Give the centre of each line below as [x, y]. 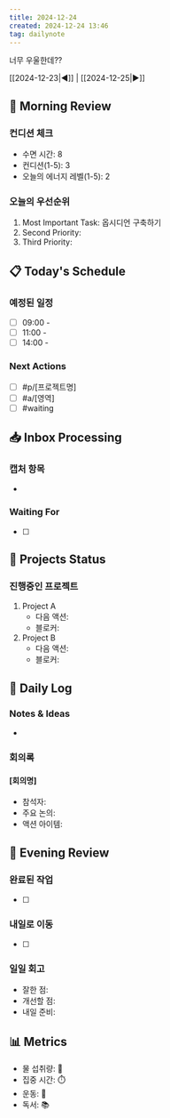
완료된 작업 [31, 880]
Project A [39, 607]
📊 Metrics [39, 1042]
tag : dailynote [37, 34]
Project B [39, 638]
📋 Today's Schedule [67, 271]
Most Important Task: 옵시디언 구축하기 [92, 222]
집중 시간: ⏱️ [44, 1080]
